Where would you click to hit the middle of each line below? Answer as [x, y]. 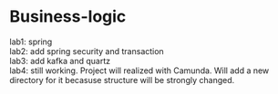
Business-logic [68, 17]
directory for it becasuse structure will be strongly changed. [122, 80]
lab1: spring [31, 42]
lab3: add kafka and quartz [60, 61]
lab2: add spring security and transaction [87, 51]
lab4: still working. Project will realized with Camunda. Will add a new [139, 70]
